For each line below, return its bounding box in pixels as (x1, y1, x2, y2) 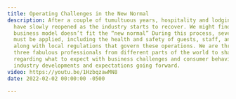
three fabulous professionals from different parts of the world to (13, 49, 218, 56)
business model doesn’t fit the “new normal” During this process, (13, 29, 216, 37)
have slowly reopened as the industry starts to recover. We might (13, 23, 216, 30)
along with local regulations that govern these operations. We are (13, 43, 218, 49)
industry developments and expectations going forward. (13, 62, 181, 69)
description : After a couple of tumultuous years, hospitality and (7, 17, 209, 24)
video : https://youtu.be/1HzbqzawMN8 (7, 68, 118, 75)
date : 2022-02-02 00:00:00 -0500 (7, 75, 105, 82)
